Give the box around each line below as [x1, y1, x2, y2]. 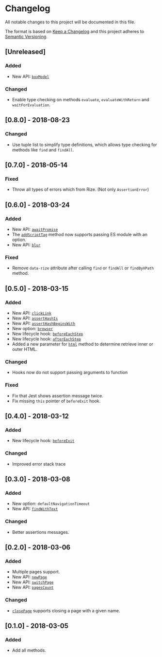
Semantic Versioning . [5, 34, 48, 39]
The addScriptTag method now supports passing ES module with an [12, 231, 148, 237]
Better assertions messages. [12, 529, 69, 535]
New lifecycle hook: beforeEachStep [12, 331, 83, 337]
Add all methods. [12, 647, 46, 653]
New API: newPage [12, 574, 48, 580]
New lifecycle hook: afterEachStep [12, 336, 81, 341]
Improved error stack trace [12, 461, 66, 467]
